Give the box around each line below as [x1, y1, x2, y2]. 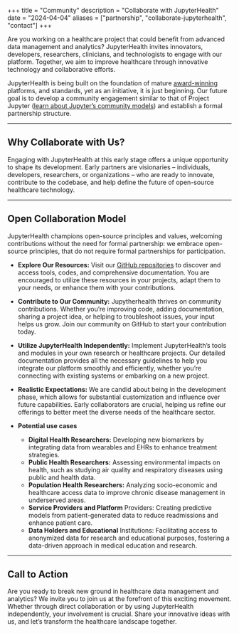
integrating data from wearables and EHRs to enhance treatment [28, 442, 218, 451]
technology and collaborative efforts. [7, 65, 116, 73]
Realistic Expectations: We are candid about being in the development [17, 385, 226, 393]
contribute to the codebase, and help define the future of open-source [7, 178, 215, 186]
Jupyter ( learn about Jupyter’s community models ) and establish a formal [7, 102, 223, 110]
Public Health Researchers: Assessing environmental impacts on [28, 458, 221, 467]
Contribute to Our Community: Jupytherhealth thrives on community [17, 297, 222, 305]
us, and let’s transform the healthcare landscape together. [7, 617, 177, 626]
